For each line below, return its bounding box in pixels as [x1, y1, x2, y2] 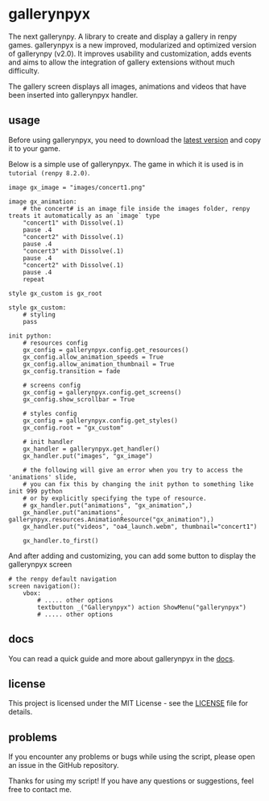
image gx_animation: [8, 197, 78, 206]
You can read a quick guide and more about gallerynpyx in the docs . [8, 653, 235, 663]
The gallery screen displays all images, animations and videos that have [8, 82, 247, 91]
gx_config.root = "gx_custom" [23, 423, 125, 432]
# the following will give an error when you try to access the [23, 466, 243, 474]
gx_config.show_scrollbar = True [23, 395, 135, 404]
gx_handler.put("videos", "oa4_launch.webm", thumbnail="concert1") [23, 522, 258, 531]
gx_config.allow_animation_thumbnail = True [23, 360, 175, 368]
